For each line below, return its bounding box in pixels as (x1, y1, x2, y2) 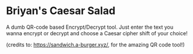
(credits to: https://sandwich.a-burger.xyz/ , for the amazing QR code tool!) (6, 41, 185, 48)
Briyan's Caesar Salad (6, 4, 116, 18)
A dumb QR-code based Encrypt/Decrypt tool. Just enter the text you (6, 23, 174, 31)
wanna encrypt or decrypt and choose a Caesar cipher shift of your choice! (6, 29, 188, 36)
